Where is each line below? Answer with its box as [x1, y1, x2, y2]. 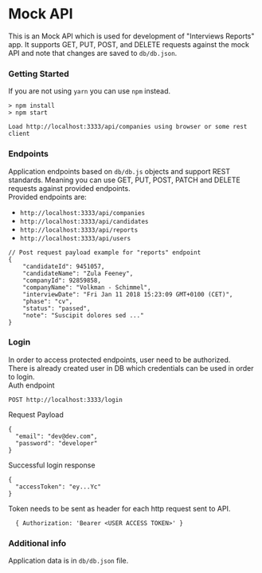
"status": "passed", [22, 304, 91, 312]
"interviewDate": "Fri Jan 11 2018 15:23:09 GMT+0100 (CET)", [22, 290, 233, 298]
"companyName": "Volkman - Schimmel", [22, 283, 151, 292]
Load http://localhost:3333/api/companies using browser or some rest [8, 123, 248, 131]
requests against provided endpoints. [8, 183, 131, 193]
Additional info [8, 537, 67, 548]
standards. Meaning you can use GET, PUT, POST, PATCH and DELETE [8, 175, 240, 185]
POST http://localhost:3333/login [8, 396, 123, 404]
